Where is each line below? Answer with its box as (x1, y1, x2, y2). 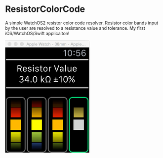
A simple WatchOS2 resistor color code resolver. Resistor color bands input (5, 20, 159, 26)
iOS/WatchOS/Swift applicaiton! (5, 30, 70, 36)
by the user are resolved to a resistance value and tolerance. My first (5, 25, 145, 31)
